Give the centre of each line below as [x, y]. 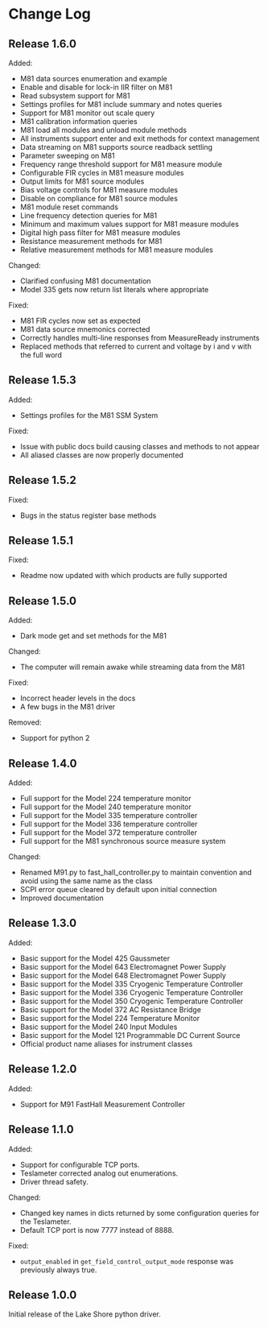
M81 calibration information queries [79, 121]
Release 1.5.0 [42, 601]
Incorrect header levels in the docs [78, 698]
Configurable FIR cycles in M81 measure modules [102, 173]
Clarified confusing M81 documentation [85, 281]
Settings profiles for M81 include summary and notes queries [121, 104]
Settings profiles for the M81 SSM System [89, 415]
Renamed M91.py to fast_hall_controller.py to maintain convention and [136, 872]
